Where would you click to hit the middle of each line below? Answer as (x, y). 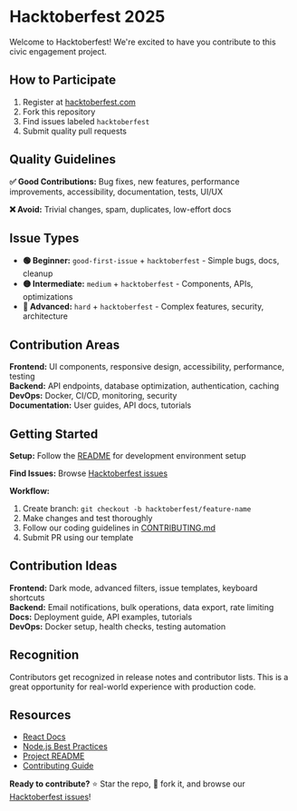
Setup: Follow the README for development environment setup (128, 455)
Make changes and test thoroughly (87, 518)
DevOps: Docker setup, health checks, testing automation (118, 626)
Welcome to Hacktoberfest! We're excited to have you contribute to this (143, 42)
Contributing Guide (58, 766)
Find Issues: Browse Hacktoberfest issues (89, 473)
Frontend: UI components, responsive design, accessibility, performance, (147, 367)
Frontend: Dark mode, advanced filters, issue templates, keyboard (134, 588)
